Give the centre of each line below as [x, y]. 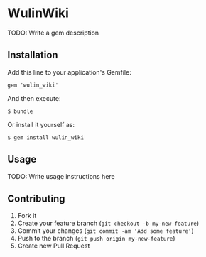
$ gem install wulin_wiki [45, 137]
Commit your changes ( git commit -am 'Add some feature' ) [105, 231]
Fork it [27, 216]
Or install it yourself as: [41, 124]
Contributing [36, 198]
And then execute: [34, 98]
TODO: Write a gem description [53, 33]
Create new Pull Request [54, 246]
